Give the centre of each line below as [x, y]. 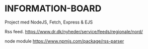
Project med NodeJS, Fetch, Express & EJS [49, 22]
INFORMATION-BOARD [53, 9]
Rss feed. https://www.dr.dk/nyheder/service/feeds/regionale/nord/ [74, 31]
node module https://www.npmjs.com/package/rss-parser [64, 41]
